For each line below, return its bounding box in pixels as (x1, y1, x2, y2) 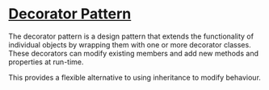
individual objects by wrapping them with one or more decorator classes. (8, 39, 252, 49)
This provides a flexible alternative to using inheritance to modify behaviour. (8, 72, 261, 82)
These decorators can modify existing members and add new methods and (8, 48, 258, 58)
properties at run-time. (8, 57, 84, 67)
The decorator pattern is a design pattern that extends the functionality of (8, 31, 254, 41)
